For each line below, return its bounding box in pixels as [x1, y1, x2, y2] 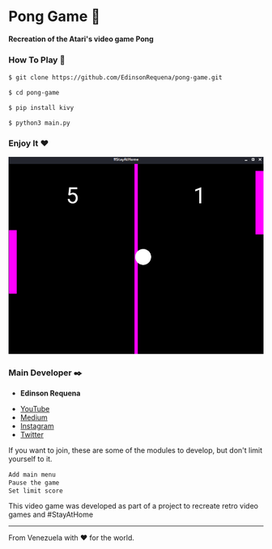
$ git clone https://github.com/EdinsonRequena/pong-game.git [8, 74, 223, 82]
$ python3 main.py [8, 119, 70, 128]
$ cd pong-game [8, 89, 60, 97]
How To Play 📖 [8, 54, 66, 65]
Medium [19, 412, 49, 422]
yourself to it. [8, 454, 53, 463]
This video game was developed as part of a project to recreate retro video [8, 500, 259, 510]
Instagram [19, 420, 54, 431]
